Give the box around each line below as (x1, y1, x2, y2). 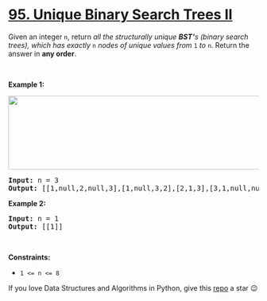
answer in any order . (8, 49, 77, 58)
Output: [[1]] (8, 221, 64, 231)
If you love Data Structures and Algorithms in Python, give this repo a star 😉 (8, 283, 258, 292)
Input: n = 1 (8, 213, 60, 223)
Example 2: (8, 198, 46, 208)
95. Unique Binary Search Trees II (8, 6, 233, 24)
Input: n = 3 (8, 175, 60, 185)
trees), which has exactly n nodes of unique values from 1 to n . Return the (8, 40, 250, 49)
